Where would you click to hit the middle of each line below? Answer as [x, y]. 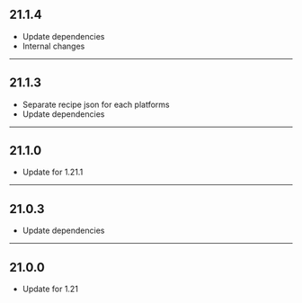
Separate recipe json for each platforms [96, 104]
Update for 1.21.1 [53, 172]
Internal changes [53, 46]
